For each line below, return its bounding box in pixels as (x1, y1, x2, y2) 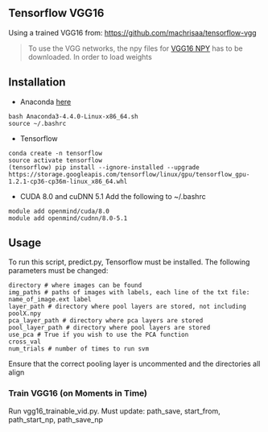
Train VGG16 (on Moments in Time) (8, 388, 147, 399)
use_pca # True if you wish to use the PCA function (8, 330, 189, 339)
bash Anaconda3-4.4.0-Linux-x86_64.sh (8, 112, 138, 120)
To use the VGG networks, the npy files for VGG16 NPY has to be (27, 44, 243, 53)
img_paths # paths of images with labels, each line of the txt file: (8, 289, 250, 297)
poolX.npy (8, 309, 42, 318)
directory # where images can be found (8, 281, 142, 289)
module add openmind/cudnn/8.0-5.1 (8, 214, 128, 222)
